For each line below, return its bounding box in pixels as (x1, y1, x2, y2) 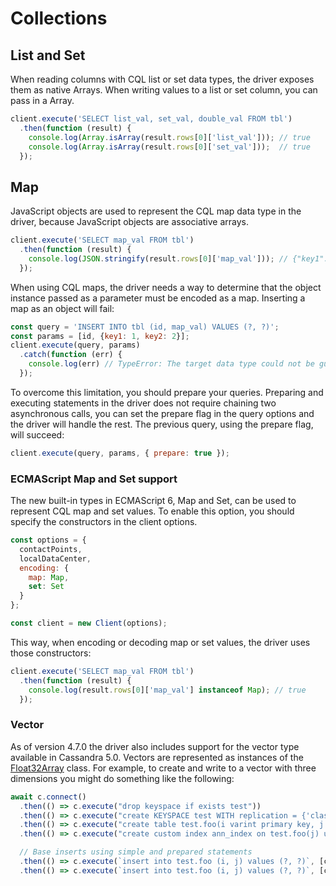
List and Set (10, 47, 86, 64)
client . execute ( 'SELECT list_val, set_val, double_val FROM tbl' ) (10, 114, 293, 124)
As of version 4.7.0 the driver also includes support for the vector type (10, 740, 300, 752)
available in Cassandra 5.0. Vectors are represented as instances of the (10, 751, 304, 763)
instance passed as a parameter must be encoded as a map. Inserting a (10, 292, 306, 304)
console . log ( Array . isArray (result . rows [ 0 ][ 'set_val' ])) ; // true (28, 142, 311, 152)
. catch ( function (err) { (19, 350, 123, 360)
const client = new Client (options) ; (10, 618, 168, 629)
